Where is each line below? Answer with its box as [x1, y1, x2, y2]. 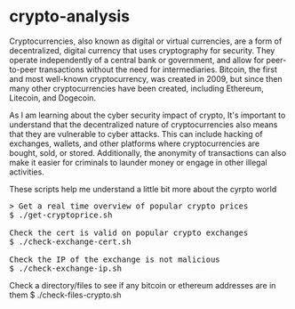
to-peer [9, 64, 37, 75]
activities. [9, 167, 44, 177]
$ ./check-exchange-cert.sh [9, 236, 132, 247]
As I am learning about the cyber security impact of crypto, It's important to [9, 110, 286, 120]
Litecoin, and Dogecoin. [9, 92, 96, 103]
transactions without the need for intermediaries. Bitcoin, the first [38, 64, 278, 75]
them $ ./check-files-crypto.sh [9, 289, 122, 300]
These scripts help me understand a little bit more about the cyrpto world [9, 183, 277, 194]
